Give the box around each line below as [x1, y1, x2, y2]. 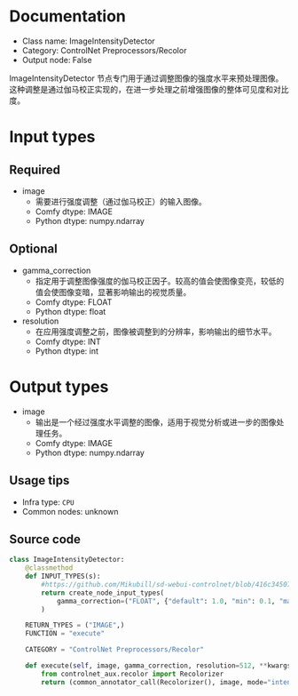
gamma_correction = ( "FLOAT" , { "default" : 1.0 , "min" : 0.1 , [56, 596, 276, 605]
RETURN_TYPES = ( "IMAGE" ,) [25, 620, 125, 630]
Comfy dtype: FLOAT [35, 296, 113, 308]
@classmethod [25, 564, 74, 572]
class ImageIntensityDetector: [9, 556, 125, 564]
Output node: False [21, 54, 92, 65]
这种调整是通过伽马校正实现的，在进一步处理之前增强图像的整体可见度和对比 [9, 84, 289, 94]
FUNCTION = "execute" [25, 629, 105, 638]
